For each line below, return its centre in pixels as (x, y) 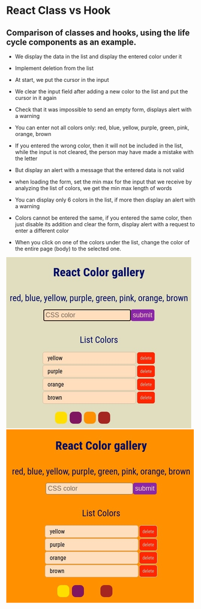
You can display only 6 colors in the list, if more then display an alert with (105, 200)
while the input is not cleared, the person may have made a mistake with (104, 152)
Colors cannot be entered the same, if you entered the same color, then (103, 218)
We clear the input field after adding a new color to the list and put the (101, 91)
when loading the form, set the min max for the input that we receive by (103, 182)
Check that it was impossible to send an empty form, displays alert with (103, 110)
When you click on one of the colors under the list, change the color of (102, 242)
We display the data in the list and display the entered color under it (98, 57)
